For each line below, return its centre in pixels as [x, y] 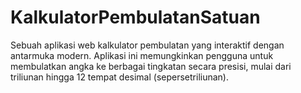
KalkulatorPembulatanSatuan [135, 17]
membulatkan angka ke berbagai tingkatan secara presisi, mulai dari [151, 66]
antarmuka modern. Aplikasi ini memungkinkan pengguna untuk [142, 55]
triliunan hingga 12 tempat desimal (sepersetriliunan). [119, 77]
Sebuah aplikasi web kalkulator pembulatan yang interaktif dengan [147, 45]
